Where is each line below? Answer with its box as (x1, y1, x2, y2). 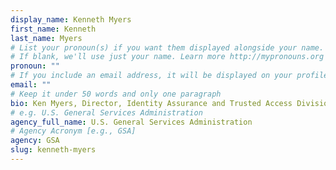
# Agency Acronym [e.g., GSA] (10, 126, 137, 136)
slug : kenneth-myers (10, 145, 97, 155)
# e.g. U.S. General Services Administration (10, 107, 203, 118)
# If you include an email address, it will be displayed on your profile (10, 71, 329, 81)
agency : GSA (10, 136, 60, 146)
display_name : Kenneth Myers (10, 14, 132, 25)
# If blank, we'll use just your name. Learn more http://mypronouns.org (10, 52, 325, 62)
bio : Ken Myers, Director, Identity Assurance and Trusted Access (10, 98, 293, 108)
